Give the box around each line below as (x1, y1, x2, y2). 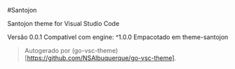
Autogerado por (24, 47, 71, 54)
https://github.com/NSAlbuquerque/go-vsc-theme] (27, 54, 175, 62)
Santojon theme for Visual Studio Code (7, 20, 120, 27)
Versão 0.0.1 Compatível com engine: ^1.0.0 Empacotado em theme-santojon (7, 33, 229, 41)
